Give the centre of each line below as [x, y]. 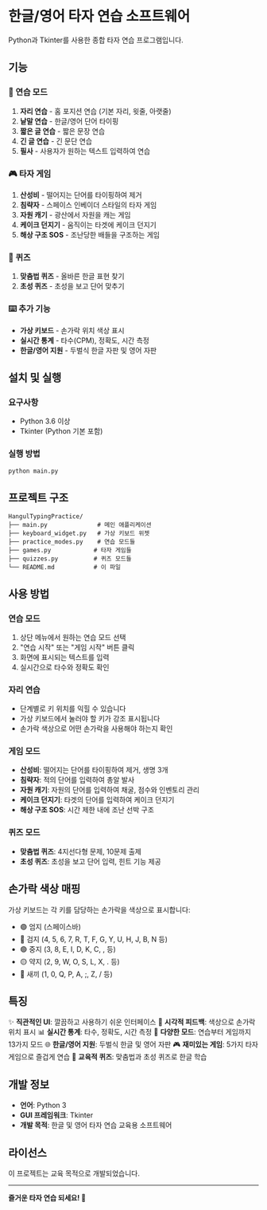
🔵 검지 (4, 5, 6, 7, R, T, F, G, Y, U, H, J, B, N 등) [94, 939]
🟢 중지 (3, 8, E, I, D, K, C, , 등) [68, 949]
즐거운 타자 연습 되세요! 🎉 [47, 1198]
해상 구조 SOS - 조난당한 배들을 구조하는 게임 [90, 234]
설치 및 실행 [35, 377]
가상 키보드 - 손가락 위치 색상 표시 [72, 330]
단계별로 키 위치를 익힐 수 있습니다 [73, 709]
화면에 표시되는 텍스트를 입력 [64, 657]
